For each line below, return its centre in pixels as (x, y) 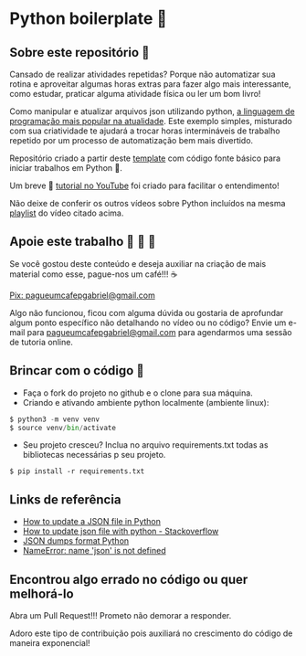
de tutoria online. (41, 342)
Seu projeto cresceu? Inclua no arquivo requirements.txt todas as (145, 445)
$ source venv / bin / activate (63, 428)
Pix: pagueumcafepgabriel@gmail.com (82, 295)
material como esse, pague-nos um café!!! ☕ (94, 274)
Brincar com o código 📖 (77, 370)
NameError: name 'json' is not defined (94, 551)
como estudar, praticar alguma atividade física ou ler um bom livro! (135, 94)
